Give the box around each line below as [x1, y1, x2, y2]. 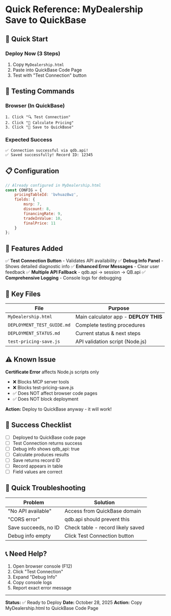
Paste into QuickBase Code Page [12, 67, 82, 73]
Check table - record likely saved [64, 524, 145, 531]
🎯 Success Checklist [5, 421, 72, 429]
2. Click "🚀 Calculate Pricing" [5, 120, 74, 125]
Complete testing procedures [75, 321, 146, 329]
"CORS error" [8, 515, 40, 522]
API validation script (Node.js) [75, 338, 147, 345]
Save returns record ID [12, 457, 61, 463]
